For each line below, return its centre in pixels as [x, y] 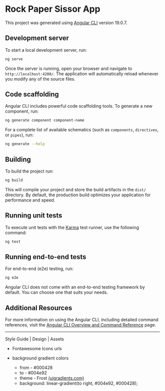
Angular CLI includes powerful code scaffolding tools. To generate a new [79, 106]
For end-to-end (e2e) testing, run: [39, 269]
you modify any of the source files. [40, 79]
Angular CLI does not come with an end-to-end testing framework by [75, 287]
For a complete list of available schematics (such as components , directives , [82, 130]
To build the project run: [29, 171]
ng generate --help [25, 144]
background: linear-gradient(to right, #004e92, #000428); [79, 383]
